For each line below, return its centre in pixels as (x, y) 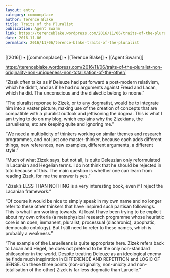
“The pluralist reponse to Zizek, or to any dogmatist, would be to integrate (82, 103)
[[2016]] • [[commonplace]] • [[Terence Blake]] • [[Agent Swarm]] (74, 57)
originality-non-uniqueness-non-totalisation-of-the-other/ (66, 72)
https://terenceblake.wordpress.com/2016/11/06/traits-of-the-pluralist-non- (84, 67)
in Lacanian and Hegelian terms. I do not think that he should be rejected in (83, 165)
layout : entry (20, 10)
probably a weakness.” (29, 233)
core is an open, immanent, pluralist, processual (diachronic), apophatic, (80, 222)
